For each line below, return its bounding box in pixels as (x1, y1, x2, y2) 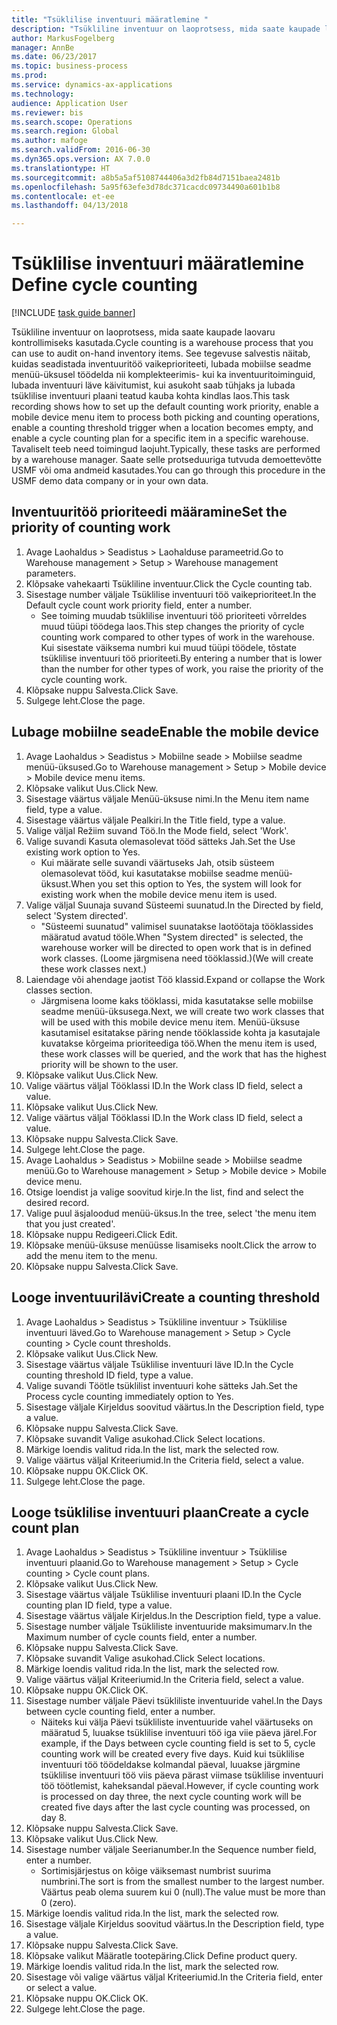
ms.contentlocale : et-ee (11, 191, 115, 201)
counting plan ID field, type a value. (25, 1599, 173, 1611)
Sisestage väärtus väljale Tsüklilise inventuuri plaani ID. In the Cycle (25, 1589, 302, 1601)
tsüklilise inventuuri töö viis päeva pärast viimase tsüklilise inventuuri (40, 1769, 324, 1781)
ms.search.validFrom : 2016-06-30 (11, 145, 151, 155)
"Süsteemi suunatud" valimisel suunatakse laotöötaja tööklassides (40, 920, 314, 932)
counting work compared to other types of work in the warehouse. (40, 631, 315, 643)
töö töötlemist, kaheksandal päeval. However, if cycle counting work (40, 1780, 319, 1792)
